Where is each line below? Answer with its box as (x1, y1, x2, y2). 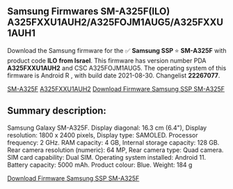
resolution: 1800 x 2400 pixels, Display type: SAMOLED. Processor (7, 130, 198, 139)
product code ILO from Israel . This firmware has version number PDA (7, 56, 207, 65)
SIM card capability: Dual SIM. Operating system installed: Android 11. (7, 153, 207, 161)
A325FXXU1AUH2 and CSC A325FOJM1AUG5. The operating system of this (7, 63, 227, 72)
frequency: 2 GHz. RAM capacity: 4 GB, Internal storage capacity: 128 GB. (7, 138, 220, 146)
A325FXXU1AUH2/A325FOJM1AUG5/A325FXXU (7, 17, 224, 29)
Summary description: (7, 105, 106, 117)
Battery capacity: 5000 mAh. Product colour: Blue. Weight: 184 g (7, 160, 193, 169)
